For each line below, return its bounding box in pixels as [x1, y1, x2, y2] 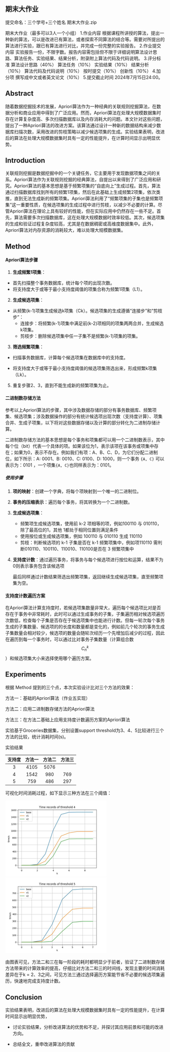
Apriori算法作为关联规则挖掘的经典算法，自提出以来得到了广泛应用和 [14, 177, 157, 183]
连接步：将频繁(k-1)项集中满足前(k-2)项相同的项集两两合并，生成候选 [20, 320, 164, 326]
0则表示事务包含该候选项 [12, 563, 65, 569]
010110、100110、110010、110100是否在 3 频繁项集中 [24, 546, 134, 552]
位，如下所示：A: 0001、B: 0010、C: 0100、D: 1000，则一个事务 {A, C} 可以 [5, 456, 164, 462]
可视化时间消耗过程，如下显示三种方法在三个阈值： [5, 790, 112, 796]
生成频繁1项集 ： [12, 269, 46, 275]
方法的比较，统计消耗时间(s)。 [5, 733, 69, 740]
